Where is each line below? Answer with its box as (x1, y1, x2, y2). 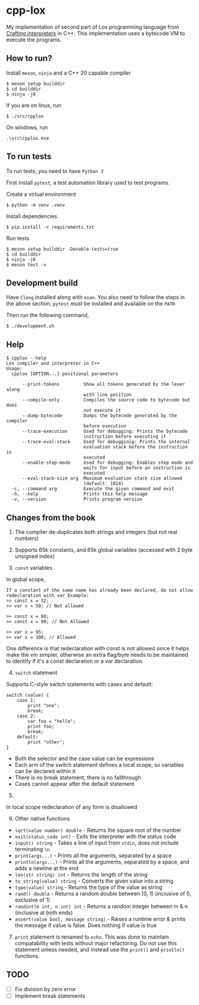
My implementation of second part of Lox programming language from (6, 23, 180, 30)
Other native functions (14, 815, 70, 822)
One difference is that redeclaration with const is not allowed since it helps (6, 645, 189, 651)
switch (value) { (6, 692, 49, 698)
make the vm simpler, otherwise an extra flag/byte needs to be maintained (6, 651, 189, 658)
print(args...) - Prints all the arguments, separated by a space (14, 852, 172, 859)
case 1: (17, 697, 36, 703)
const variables (14, 564, 52, 571)
